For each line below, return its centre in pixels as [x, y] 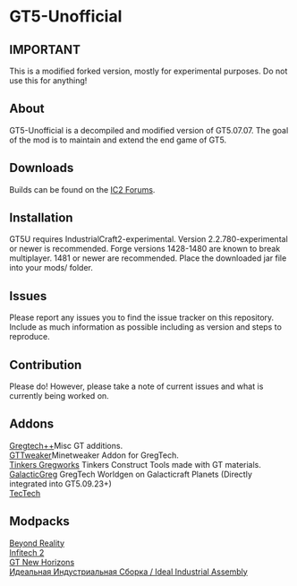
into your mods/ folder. [51, 268]
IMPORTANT [45, 50]
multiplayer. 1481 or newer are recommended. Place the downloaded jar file [148, 258]
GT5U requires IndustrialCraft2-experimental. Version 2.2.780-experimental [148, 239]
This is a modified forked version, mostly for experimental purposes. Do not [148, 71]
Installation [41, 218]
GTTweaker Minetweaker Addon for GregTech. [94, 455]
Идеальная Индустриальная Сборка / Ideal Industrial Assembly [128, 572]
